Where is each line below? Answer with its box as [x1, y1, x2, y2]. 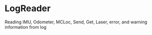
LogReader [4, 3, 51, 14]
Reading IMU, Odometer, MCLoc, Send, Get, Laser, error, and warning [4, 19, 148, 25]
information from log [4, 24, 47, 30]
